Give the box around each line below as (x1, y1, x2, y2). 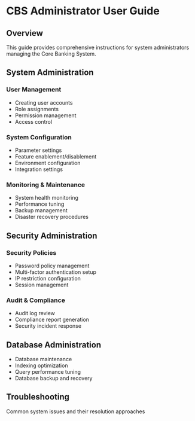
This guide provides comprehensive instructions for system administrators (6, 44, 190, 51)
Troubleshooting (6, 392, 70, 402)
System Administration (6, 68, 94, 78)
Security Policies (6, 248, 57, 257)
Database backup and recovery (14, 375, 93, 382)
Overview (6, 28, 44, 38)
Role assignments (14, 105, 59, 112)
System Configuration (6, 133, 72, 141)
